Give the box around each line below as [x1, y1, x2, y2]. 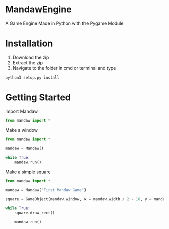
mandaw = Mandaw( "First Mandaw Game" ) [5, 188, 87, 193]
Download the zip [12, 54, 49, 60]
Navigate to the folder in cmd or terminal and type [12, 65, 116, 71]
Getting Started [5, 92, 71, 103]
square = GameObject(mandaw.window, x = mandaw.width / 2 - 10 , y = [5, 196, 152, 202]
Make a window [5, 127, 38, 133]
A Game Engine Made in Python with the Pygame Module [5, 20, 124, 26]
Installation [5, 38, 53, 49]
